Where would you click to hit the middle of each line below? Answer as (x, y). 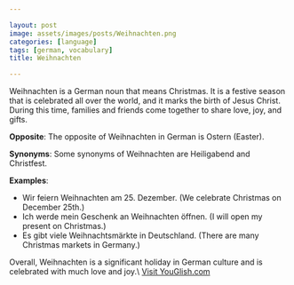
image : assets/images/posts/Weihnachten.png (93, 33)
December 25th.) (53, 207)
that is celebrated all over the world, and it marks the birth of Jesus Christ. (145, 101)
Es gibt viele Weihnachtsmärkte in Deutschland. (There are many (140, 235)
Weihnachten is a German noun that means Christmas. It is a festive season (147, 91)
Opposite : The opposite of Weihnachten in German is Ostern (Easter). (137, 137)
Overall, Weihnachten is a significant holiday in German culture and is (136, 262)
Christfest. (28, 163)
